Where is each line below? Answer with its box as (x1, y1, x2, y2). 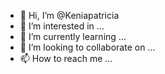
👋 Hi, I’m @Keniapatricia (19, 10, 120, 21)
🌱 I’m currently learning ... (19, 31, 127, 42)
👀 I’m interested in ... (19, 20, 105, 32)
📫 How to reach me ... (19, 53, 113, 64)
